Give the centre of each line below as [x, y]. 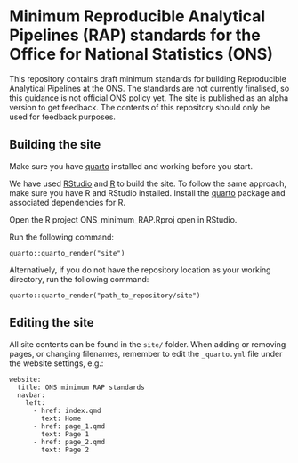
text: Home [61, 418]
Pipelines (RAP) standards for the [135, 35]
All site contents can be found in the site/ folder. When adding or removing [148, 344]
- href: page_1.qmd [68, 426]
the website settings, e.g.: [56, 363]
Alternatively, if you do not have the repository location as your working [140, 270]
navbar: [32, 395]
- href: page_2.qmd [68, 442]
